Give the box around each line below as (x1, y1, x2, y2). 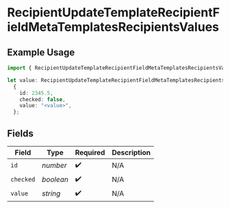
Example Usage (7, 46, 75, 58)
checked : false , (19, 96, 66, 103)
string (42, 189, 61, 199)
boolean (42, 175, 68, 184)
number (42, 161, 67, 170)
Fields (7, 128, 34, 139)
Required (75, 148, 105, 157)
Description (112, 148, 151, 157)
